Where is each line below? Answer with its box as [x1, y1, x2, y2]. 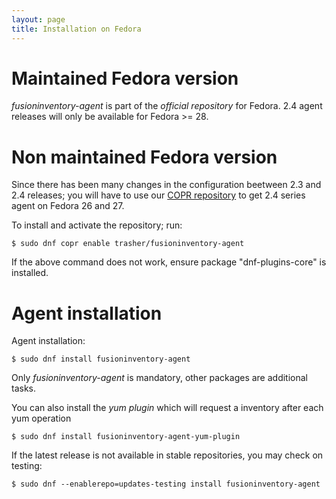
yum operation [11, 412, 72, 425]
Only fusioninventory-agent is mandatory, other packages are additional [11, 372, 308, 384]
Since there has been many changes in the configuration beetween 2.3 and [11, 179, 322, 191]
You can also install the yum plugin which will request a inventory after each [11, 402, 324, 414]
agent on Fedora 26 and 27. [11, 200, 125, 212]
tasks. [11, 382, 37, 395]
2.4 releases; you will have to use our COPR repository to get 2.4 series [11, 189, 306, 201]
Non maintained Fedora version [11, 146, 278, 168]
